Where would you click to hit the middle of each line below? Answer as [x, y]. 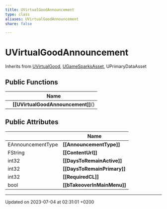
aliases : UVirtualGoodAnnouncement [42, 19]
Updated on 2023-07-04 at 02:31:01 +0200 [50, 202]
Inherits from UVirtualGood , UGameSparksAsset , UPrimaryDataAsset [76, 66]
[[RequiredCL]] [81, 177]
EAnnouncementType [33, 144]
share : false [19, 24]
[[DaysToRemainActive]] [92, 161]
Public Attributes [32, 122]
